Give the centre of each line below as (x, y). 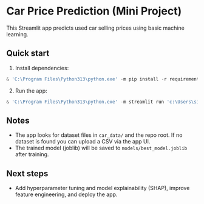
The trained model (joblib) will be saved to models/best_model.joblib (101, 148)
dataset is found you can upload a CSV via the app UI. (83, 142)
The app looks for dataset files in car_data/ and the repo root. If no (99, 135)
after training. (32, 154)
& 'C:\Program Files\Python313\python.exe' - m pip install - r (87, 79)
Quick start (28, 54)
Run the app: (31, 90)
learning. (17, 34)
